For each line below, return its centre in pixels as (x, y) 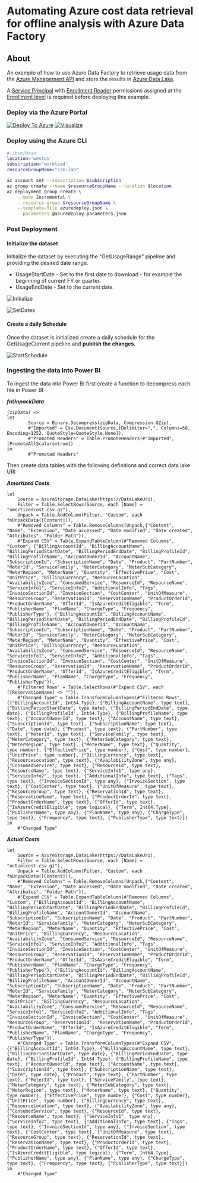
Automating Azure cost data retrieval (100, 11)
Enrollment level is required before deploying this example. (78, 97)
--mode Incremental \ (44, 197)
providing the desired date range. (48, 263)
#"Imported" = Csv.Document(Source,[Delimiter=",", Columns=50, (109, 428)
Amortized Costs (28, 483)
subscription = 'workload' (37, 164)
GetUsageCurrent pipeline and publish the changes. (71, 344)
